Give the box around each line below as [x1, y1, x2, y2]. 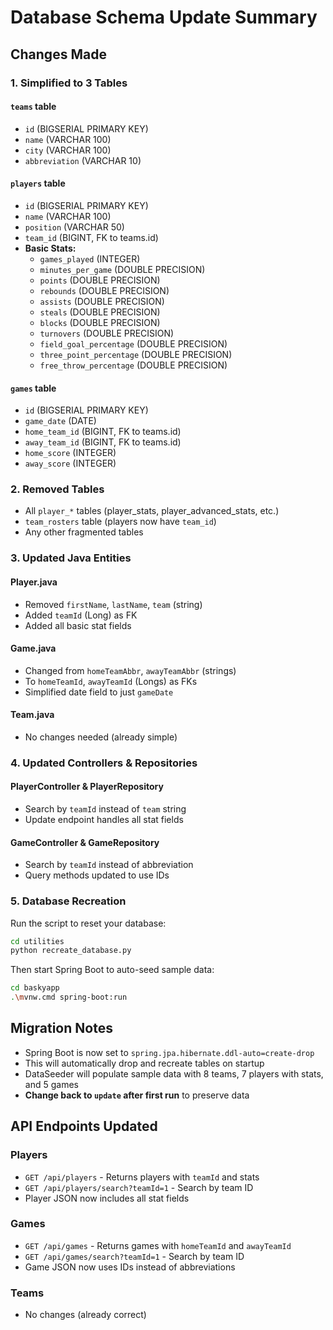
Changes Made [10, 46, 107, 63]
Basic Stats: [24, 242, 77, 254]
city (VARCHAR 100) [24, 144, 112, 156]
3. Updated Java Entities [10, 551, 132, 565]
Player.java [10, 576, 58, 588]
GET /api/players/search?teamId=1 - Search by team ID [24, 1181, 254, 1193]
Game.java [10, 642, 57, 655]
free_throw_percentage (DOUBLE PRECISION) [39, 359, 228, 371]
